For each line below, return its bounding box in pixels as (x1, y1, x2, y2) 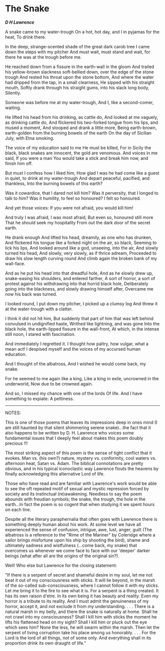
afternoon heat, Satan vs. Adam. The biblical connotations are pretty (5, 460, 143, 466)
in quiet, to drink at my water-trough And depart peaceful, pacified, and (5, 175, 150, 181)
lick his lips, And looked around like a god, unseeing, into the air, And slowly (5, 245, 159, 251)
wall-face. (5, 260, 26, 266)
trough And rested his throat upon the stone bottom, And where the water (5, 74, 154, 80)
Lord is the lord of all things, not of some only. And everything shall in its (5, 635, 151, 641)
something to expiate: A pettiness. (5, 396, 75, 401)
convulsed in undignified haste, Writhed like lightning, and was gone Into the (5, 321, 160, 326)
